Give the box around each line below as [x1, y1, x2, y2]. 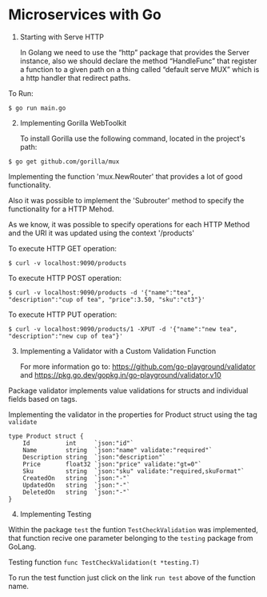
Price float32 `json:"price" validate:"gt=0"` [22, 460, 202, 468]
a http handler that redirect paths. [19, 73, 131, 82]
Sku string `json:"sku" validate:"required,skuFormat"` [22, 467, 245, 475]
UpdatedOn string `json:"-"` [22, 481, 130, 489]
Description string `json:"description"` [22, 453, 166, 461]
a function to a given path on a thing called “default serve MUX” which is [19, 64, 260, 74]
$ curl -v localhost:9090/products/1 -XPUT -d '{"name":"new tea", [8, 325, 238, 333]
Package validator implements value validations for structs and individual [8, 386, 249, 395]
